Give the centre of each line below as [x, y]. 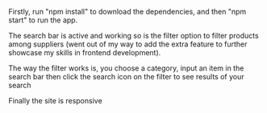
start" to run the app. [43, 20]
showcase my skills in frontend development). [85, 52]
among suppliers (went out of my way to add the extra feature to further [128, 44]
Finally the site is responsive [55, 101]
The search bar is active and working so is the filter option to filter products [134, 36]
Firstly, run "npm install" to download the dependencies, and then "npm [127, 12]
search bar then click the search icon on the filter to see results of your [126, 77]
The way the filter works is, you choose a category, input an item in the [126, 68]
